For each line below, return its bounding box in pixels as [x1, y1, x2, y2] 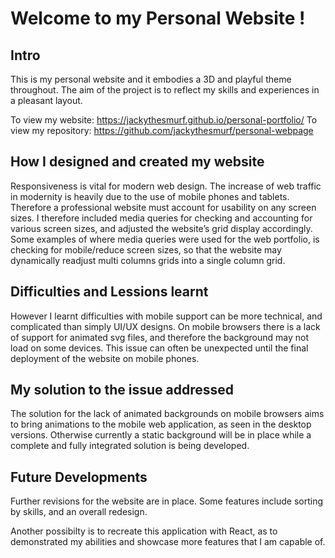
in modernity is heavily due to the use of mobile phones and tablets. [10, 190, 290, 202]
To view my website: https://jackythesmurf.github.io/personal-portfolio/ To [10, 114, 318, 126]
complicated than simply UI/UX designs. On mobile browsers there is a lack [10, 320, 321, 332]
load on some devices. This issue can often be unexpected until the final [10, 342, 309, 354]
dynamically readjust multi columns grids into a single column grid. [10, 254, 286, 266]
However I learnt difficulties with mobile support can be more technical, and [10, 310, 323, 322]
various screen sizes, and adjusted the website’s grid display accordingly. [10, 222, 313, 234]
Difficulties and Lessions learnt [10, 283, 209, 301]
